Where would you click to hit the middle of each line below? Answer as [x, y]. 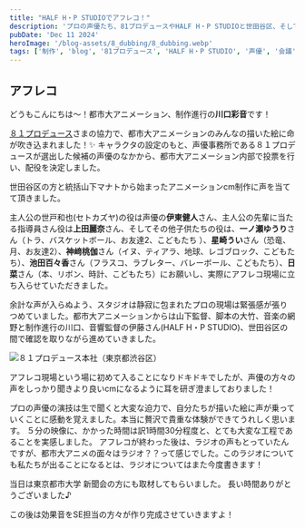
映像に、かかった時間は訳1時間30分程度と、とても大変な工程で [168, 430]
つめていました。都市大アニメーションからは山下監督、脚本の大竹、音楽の [148, 316]
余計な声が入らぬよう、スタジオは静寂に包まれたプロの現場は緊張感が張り [148, 304]
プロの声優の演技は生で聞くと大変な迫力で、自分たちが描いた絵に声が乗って [152, 407]
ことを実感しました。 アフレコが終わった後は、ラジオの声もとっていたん [153, 442]
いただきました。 [81, 285]
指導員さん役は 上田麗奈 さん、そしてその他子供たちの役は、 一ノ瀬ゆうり [152, 229]
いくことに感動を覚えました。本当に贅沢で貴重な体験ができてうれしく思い [148, 419]
